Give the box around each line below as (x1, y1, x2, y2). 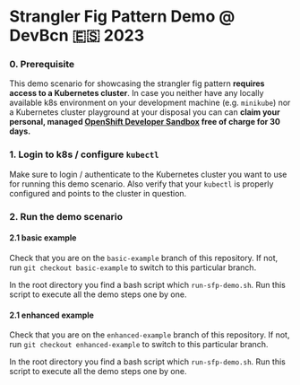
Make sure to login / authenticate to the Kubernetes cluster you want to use (9, 169, 287, 179)
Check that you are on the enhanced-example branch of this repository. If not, (9, 329, 290, 340)
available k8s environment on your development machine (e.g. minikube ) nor (9, 97, 291, 109)
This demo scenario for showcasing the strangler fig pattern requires (9, 78, 265, 89)
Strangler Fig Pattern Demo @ (9, 6, 236, 27)
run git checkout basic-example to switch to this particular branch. (9, 262, 257, 273)
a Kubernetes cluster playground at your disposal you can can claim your (9, 107, 280, 118)
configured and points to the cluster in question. (9, 188, 187, 198)
